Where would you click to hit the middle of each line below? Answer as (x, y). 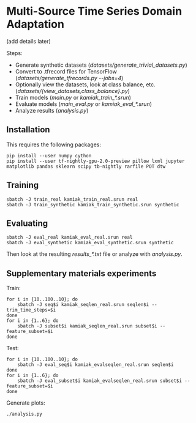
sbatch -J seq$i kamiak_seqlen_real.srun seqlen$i (83, 305)
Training (23, 185)
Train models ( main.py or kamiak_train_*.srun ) (73, 97)
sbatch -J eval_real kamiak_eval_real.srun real (70, 238)
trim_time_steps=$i (31, 310)
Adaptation (35, 24)
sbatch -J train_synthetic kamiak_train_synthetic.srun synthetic (93, 204)
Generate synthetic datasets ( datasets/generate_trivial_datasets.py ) (101, 65)
